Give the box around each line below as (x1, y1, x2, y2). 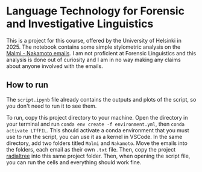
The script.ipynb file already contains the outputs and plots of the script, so (6, 96, 197, 103)
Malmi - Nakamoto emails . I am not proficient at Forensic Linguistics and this (6, 49, 197, 57)
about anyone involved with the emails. (6, 62, 104, 70)
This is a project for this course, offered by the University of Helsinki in (6, 37, 182, 44)
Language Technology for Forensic (6, 4, 185, 18)
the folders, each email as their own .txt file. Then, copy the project (6, 146, 176, 153)
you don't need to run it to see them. (6, 102, 97, 109)
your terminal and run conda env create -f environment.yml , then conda (6, 120, 185, 127)
